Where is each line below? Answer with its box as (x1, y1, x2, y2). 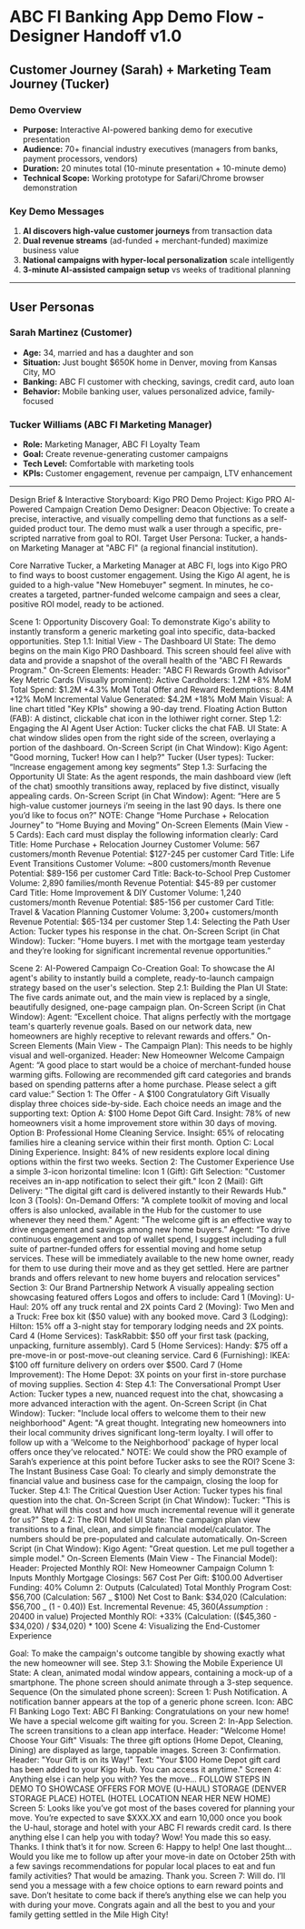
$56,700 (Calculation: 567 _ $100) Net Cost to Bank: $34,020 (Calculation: (9, 1591, 288, 1603)
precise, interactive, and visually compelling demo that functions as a (9, 513, 269, 524)
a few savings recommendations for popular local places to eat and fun (9, 1861, 276, 1872)
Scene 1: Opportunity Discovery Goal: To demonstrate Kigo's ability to (9, 616, 271, 627)
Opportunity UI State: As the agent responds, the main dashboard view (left (9, 771, 292, 782)
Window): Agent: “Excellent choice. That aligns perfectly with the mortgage (9, 1011, 291, 1022)
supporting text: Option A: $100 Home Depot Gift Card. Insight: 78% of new (9, 1108, 291, 1119)
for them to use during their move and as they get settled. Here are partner (9, 1263, 289, 1274)
